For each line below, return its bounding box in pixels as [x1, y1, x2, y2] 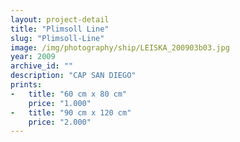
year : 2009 [10, 52, 56, 62]
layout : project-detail [10, 14, 110, 25]
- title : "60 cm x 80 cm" [10, 89, 128, 99]
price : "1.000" [28, 98, 92, 108]
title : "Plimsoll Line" [10, 24, 110, 34]
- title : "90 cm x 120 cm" [10, 107, 132, 118]
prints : [10, 80, 43, 90]
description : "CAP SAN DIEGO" [10, 71, 137, 81]
